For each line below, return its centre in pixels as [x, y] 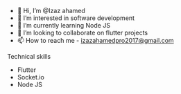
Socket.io [31, 77]
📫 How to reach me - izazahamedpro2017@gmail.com [96, 40]
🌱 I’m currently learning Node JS [64, 25]
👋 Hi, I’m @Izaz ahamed [51, 11]
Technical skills [29, 56]
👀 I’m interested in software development [76, 18]
